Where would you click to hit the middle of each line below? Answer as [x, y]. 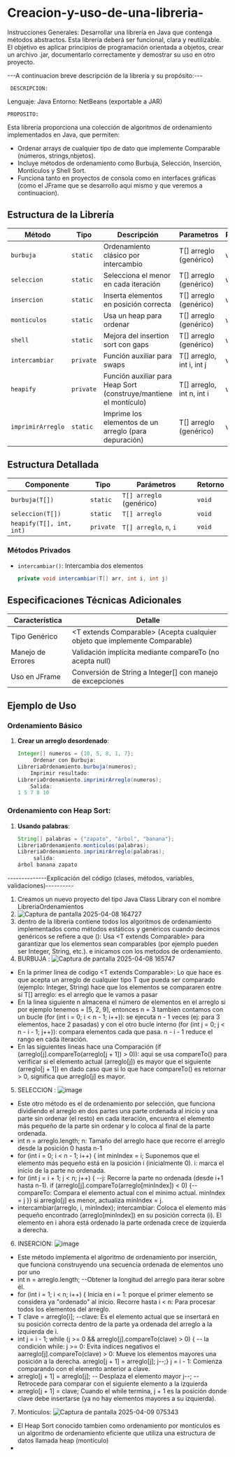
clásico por [122, 255]
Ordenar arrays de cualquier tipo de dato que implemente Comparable [119, 148]
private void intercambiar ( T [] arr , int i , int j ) [93, 578]
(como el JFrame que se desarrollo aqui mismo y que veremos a [110, 185]
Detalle [148, 620]
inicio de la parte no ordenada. [62, 1171]
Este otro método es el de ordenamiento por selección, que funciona [116, 1103]
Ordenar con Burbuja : [65, 760]
